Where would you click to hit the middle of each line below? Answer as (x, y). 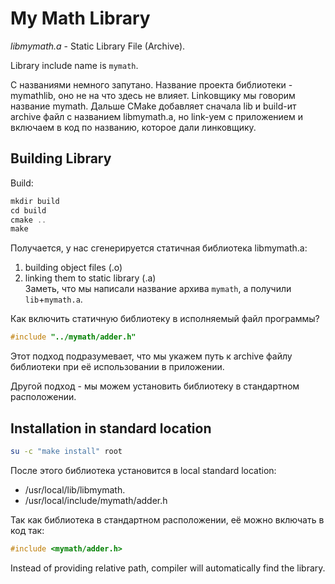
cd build (28, 210)
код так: (27, 530)
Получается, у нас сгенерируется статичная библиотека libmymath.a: (159, 248)
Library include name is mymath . (74, 65)
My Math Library (80, 18)
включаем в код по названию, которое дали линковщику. (133, 127)
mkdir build (35, 201)
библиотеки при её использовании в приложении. (117, 367)
